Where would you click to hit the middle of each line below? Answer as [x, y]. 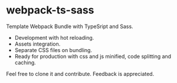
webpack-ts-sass [50, 10]
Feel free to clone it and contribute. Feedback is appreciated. [80, 74]
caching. [25, 63]
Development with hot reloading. [54, 37]
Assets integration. [37, 44]
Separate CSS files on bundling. [53, 50]
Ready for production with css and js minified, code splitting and [93, 56]
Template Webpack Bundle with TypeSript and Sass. [70, 26]
